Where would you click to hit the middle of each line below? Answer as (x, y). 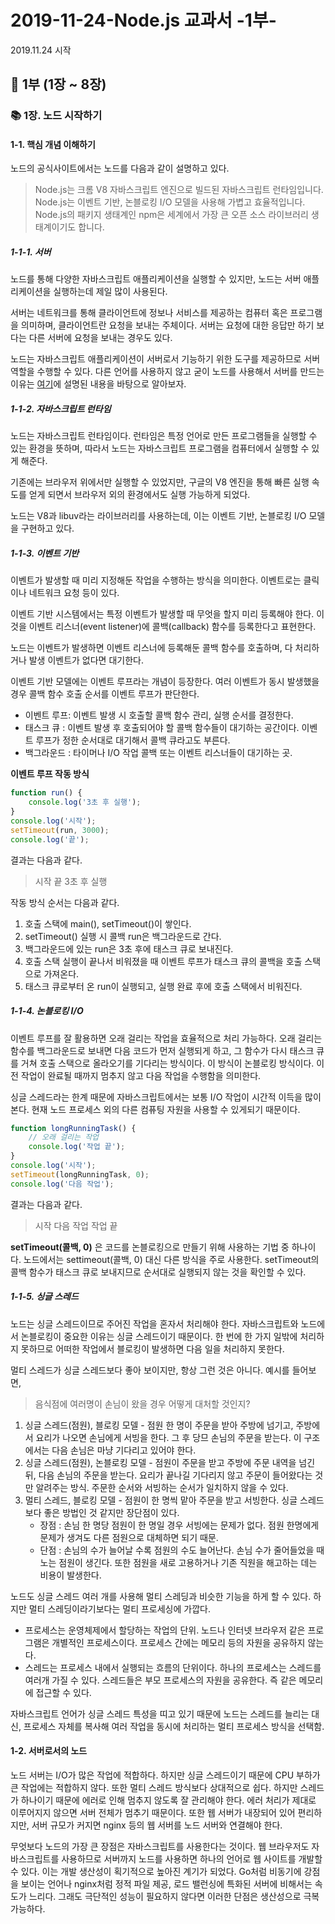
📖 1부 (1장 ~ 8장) (58, 84)
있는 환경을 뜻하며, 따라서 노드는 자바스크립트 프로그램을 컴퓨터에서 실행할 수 (160, 448)
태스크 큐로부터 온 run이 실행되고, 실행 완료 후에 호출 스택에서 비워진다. (163, 986)
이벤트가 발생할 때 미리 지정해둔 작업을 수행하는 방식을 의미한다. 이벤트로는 (156, 580)
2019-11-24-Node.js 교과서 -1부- (143, 20)
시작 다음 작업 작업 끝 (76, 1225)
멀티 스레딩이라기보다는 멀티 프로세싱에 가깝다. (119, 1608)
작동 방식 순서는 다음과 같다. (65, 902)
